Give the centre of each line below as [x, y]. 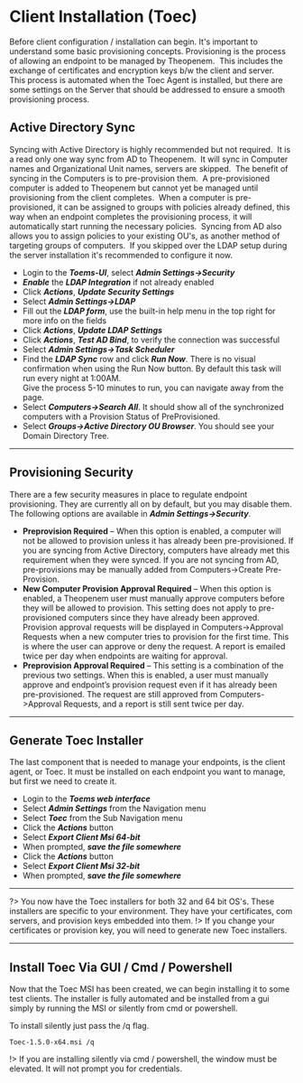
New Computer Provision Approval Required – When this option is [147, 588]
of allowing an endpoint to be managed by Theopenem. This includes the [146, 61]
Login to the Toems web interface [86, 799]
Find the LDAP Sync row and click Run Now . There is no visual [139, 359]
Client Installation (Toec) [103, 17]
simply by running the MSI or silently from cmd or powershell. [124, 1008]
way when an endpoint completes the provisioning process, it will [131, 216]
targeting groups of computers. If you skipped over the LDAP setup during [148, 245]
